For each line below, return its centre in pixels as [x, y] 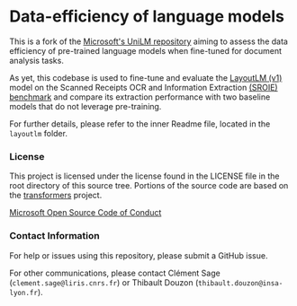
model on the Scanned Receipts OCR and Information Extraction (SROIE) [144, 87]
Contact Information [55, 236]
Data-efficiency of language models [147, 17]
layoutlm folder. [38, 133]
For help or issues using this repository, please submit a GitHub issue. [139, 255]
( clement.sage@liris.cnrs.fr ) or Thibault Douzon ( [104, 282]
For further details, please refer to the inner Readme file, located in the [140, 124]
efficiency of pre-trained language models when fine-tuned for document [145, 50]
